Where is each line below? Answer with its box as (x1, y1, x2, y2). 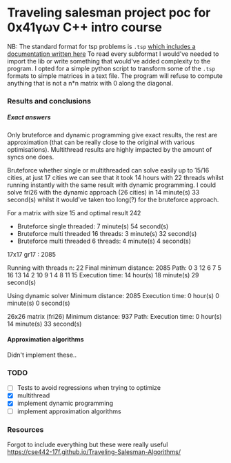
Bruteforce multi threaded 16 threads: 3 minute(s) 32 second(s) (17, 229, 197, 237)
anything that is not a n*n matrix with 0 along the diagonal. (7, 79, 174, 87)
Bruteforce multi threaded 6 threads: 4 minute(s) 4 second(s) (17, 237, 192, 245)
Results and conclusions (7, 96, 92, 106)
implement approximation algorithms (17, 407, 122, 415)
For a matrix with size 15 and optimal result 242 (7, 208, 141, 217)
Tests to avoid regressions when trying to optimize (17, 384, 161, 392)
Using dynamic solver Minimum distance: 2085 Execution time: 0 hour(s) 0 (7, 291, 219, 299)
